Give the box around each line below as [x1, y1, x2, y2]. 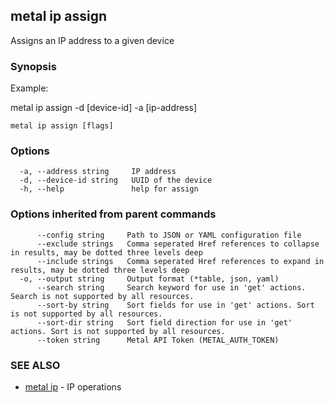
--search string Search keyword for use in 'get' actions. [36, 282, 307, 293]
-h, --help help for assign [19, 184, 199, 194]
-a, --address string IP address [19, 167, 177, 177]
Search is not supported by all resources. [10, 291, 195, 301]
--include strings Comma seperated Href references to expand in [36, 256, 325, 266]
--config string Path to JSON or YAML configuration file [36, 230, 302, 240]
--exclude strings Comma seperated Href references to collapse [36, 239, 320, 249]
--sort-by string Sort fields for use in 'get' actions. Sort [36, 300, 315, 310]
